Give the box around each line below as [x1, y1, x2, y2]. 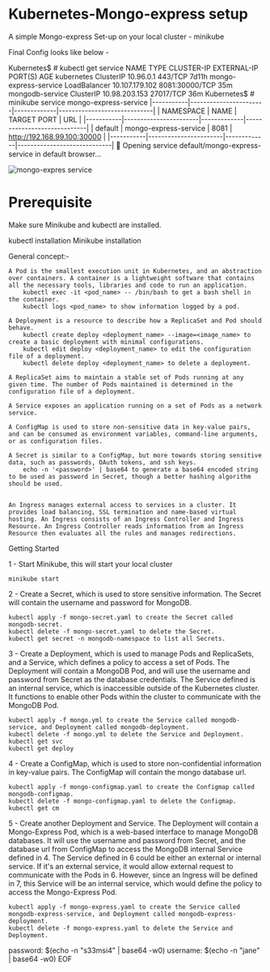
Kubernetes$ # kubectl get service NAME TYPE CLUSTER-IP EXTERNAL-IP [8, 62, 259, 73]
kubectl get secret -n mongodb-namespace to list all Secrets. [8, 634, 226, 642]
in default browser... [35, 149, 102, 159]
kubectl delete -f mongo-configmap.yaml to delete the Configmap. [8, 797, 237, 805]
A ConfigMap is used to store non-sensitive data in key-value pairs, [8, 423, 251, 431]
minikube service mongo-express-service [8, 97, 148, 107]
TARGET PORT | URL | [8, 114, 82, 124]
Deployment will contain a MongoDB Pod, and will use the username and [8, 666, 251, 676]
